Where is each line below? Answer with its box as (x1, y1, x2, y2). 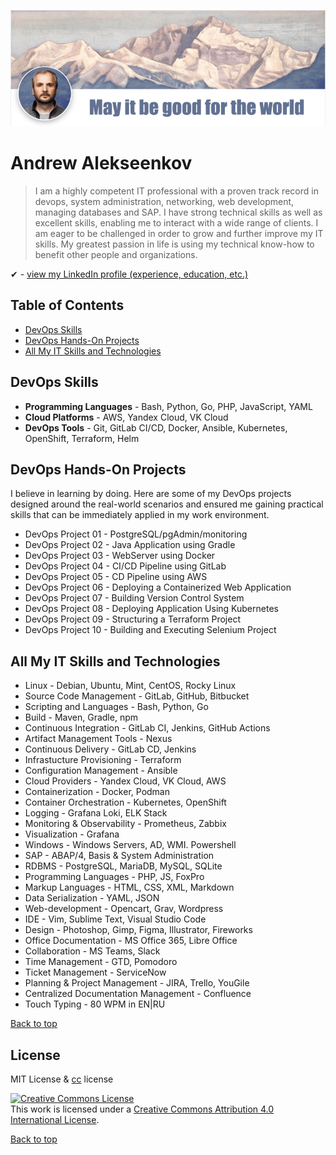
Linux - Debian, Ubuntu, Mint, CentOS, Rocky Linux (24, 680, 237, 692)
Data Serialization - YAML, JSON (24, 892, 160, 904)
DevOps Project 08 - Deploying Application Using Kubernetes (24, 603, 279, 615)
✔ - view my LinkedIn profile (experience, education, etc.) (10, 268, 249, 280)
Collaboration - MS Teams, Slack (24, 945, 161, 957)
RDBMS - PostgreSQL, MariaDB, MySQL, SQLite (24, 860, 223, 872)
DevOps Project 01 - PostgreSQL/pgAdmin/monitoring (24, 528, 248, 540)
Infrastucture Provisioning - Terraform (24, 754, 182, 766)
